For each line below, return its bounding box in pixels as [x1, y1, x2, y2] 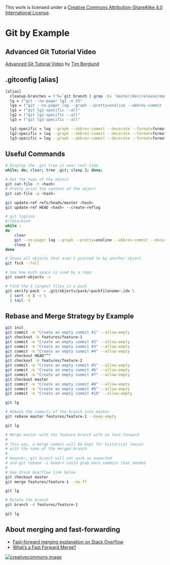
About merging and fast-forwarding [5, 526, 120, 534]
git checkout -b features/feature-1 [5, 334, 82, 339]
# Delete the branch [5, 498, 49, 503]
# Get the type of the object [5, 177, 69, 182]
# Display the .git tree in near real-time [5, 163, 99, 168]
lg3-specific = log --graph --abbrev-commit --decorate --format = [10, 136, 153, 141]
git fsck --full [5, 260, 39, 266]
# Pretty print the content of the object [5, 186, 96, 191]
